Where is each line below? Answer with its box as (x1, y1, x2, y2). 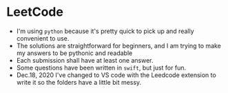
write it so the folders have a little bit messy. (16, 78, 142, 86)
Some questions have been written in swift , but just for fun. (16, 63, 187, 72)
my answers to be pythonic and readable (16, 49, 133, 57)
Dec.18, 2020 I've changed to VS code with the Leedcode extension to (16, 70, 216, 79)
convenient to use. (16, 34, 70, 42)
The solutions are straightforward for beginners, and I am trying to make (16, 41, 222, 50)
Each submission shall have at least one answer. (16, 56, 154, 64)
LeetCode (6, 4, 63, 20)
